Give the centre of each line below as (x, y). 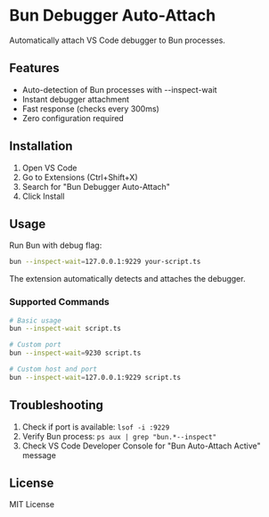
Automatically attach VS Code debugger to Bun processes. (117, 40)
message (39, 455)
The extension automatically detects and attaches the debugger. (127, 279)
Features (34, 68)
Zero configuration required (73, 118)
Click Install (43, 196)
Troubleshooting (57, 405)
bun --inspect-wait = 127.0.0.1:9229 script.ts (95, 377)
